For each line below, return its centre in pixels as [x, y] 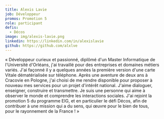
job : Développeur [23, 14]
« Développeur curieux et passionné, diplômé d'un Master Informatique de [80, 59]
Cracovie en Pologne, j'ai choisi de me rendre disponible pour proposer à [79, 80]
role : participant [24, 23]
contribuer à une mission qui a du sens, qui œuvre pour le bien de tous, [77, 106]
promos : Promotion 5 [26, 18]
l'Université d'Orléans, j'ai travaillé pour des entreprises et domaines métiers [82, 65]
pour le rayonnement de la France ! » [42, 111]
